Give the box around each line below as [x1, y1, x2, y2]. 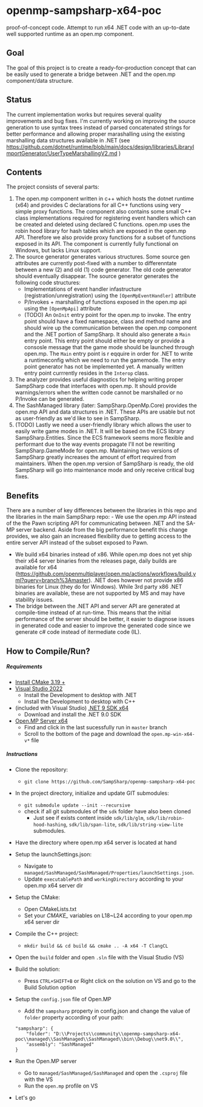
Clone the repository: [15, 766, 68, 773]
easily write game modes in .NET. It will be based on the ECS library [15, 428, 185, 435]
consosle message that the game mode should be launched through [24, 344, 195, 351]
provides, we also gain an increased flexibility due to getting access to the [6, 533, 191, 540]
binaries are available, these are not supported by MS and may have [15, 589, 185, 597]
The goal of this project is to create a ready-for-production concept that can [6, 64, 196, 71]
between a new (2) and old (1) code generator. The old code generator [15, 266, 191, 274]
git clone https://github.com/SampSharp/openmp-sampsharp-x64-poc [24, 779, 196, 785]
